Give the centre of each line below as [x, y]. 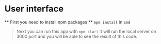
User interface [34, 9]
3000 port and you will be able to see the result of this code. [77, 36]
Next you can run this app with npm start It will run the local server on [86, 31]
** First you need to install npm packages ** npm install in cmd [67, 22]
